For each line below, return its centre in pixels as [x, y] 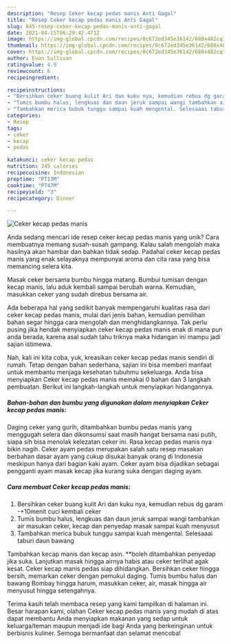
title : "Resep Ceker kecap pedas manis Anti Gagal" [82, 20]
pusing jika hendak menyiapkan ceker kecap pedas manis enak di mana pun [115, 330]
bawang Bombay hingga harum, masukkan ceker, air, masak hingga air [107, 583]
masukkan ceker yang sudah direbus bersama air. [78, 294]
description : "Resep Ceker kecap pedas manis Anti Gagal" [92, 13]
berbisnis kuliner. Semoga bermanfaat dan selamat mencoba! [94, 633]
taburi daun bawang [45, 541]
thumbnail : [23, 45]
